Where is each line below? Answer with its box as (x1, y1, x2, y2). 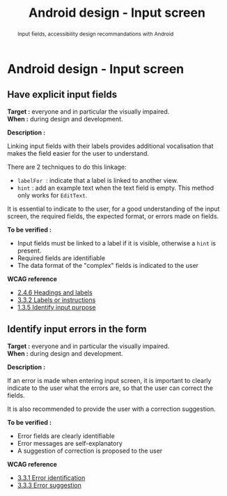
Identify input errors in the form (7, 323, 147, 336)
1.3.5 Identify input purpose (17, 303, 96, 311)
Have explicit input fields (7, 89, 117, 100)
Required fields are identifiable (17, 253, 106, 262)
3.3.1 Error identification (17, 473, 86, 482)
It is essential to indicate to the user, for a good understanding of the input (7, 204, 220, 213)
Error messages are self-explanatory (17, 439, 123, 447)
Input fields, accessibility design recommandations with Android (17, 30, 174, 38)
